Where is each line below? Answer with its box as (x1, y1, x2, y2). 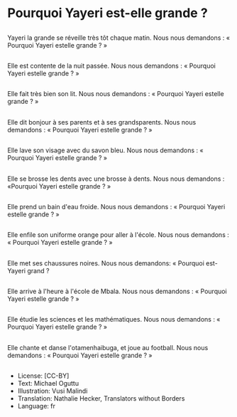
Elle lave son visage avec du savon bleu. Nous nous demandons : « (7, 146, 204, 154)
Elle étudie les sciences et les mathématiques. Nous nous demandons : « (7, 315, 221, 324)
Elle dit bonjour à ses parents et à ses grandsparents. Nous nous (7, 117, 197, 126)
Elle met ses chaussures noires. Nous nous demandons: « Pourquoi (7, 258, 204, 268)
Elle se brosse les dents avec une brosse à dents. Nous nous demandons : (7, 174, 225, 183)
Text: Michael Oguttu (17, 379, 79, 388)
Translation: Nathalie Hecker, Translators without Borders (17, 394, 185, 403)
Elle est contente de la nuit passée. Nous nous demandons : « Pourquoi (7, 61, 216, 70)
